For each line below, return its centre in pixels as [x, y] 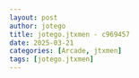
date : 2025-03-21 [42, 43]
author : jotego [38, 26]
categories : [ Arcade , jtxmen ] [66, 51]
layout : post [34, 17]
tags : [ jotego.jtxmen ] [52, 59]
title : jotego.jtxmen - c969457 [69, 34]
